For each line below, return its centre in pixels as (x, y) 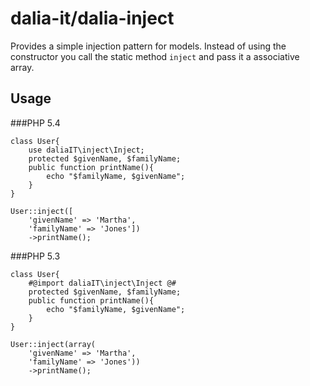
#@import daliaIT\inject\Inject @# (102, 283)
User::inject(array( (53, 344)
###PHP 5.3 (35, 256)
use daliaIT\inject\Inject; (86, 150)
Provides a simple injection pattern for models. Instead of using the (148, 46)
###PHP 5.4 (35, 123)
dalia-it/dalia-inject (92, 18)
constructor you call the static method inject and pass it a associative (155, 56)
